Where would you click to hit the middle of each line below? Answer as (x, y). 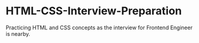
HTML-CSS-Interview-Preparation (94, 11)
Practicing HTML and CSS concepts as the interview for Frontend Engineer (99, 27)
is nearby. (18, 33)
